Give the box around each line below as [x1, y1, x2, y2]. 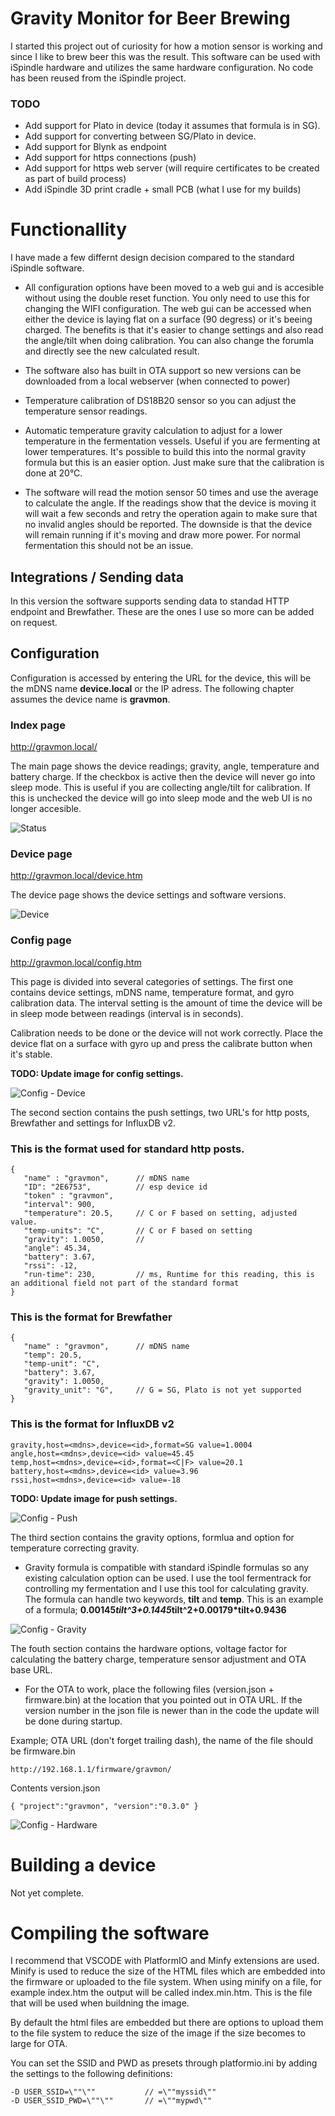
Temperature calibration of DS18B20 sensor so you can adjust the [24, 395, 297, 407]
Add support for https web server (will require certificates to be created [24, 162, 320, 174]
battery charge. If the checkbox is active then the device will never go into [10, 771, 316, 783]
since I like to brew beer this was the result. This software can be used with [10, 50, 321, 62]
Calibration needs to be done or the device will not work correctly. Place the [10, 1027, 323, 1039]
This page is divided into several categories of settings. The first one [10, 975, 294, 987]
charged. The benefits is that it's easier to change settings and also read [24, 324, 324, 336]
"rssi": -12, [23, 1260, 78, 1271]
